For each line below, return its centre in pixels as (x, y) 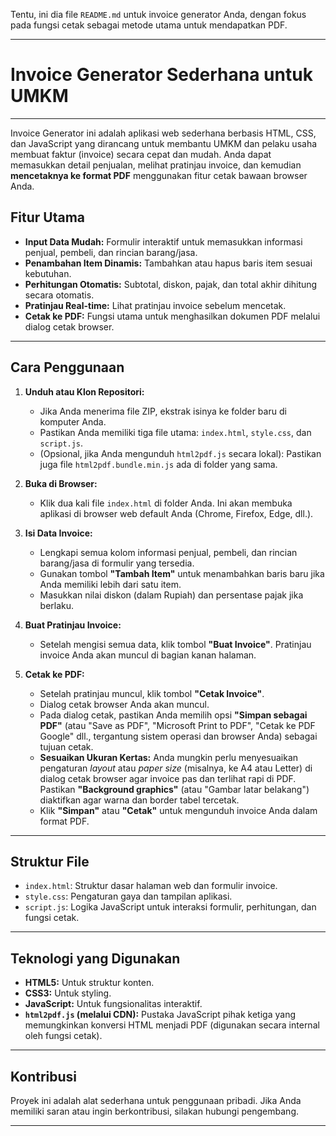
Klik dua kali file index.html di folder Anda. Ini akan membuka (166, 503)
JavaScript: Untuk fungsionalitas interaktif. (113, 1004)
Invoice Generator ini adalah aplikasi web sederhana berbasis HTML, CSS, (163, 133)
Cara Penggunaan (67, 367)
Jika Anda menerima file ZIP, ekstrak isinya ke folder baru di (163, 411)
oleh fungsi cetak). (63, 1036)
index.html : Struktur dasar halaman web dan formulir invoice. (151, 886)
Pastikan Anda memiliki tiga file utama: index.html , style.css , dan (175, 432)
